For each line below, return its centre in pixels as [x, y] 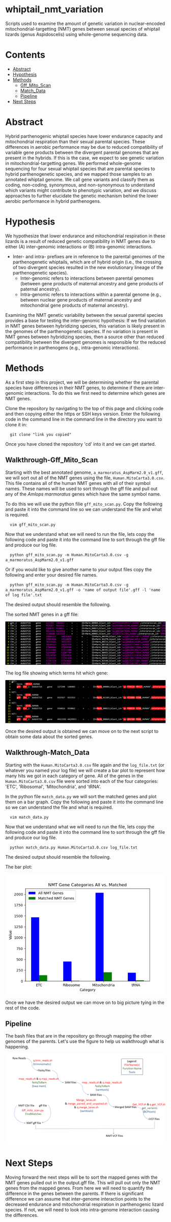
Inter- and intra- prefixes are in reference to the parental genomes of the [89, 256]
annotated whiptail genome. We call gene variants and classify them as [80, 179]
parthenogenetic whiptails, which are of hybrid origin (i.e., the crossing [87, 262]
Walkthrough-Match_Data [48, 753]
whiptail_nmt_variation [54, 9]
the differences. [22, 1215]
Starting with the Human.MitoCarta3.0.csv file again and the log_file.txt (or [85, 765]
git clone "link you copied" [41, 435]
